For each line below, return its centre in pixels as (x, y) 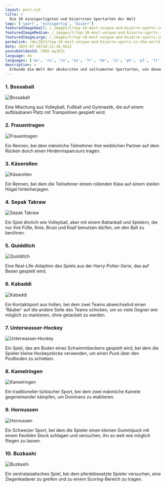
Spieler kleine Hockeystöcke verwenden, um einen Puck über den (72, 354)
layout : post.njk (23, 10)
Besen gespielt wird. (26, 271)
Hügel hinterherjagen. (27, 189)
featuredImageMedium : (27, 33)
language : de (19, 56)
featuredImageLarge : (26, 38)
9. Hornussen (22, 410)
